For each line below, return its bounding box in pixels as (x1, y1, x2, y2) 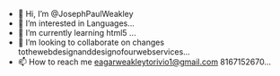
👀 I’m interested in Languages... (17, 18, 135, 29)
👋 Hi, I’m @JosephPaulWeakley (17, 9, 134, 19)
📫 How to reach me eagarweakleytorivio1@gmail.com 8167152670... (17, 56, 272, 67)
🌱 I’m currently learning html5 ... (17, 28, 136, 38)
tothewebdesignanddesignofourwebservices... (17, 46, 190, 57)
